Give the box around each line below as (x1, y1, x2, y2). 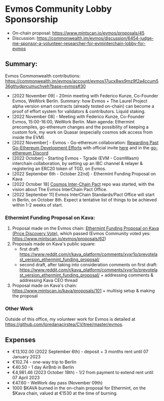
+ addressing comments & (101, 272, 154, 278)
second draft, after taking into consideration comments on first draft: (19, 262, 158, 268)
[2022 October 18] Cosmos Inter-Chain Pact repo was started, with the (12, 181, 155, 187)
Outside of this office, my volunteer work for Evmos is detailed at (5, 316, 136, 322)
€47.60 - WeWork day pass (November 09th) (12, 380, 103, 386)
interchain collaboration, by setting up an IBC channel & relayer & (12, 160, 143, 166)
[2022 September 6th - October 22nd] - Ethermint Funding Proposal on (12, 170, 156, 177)
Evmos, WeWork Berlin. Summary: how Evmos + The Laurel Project (12, 98, 147, 104)
